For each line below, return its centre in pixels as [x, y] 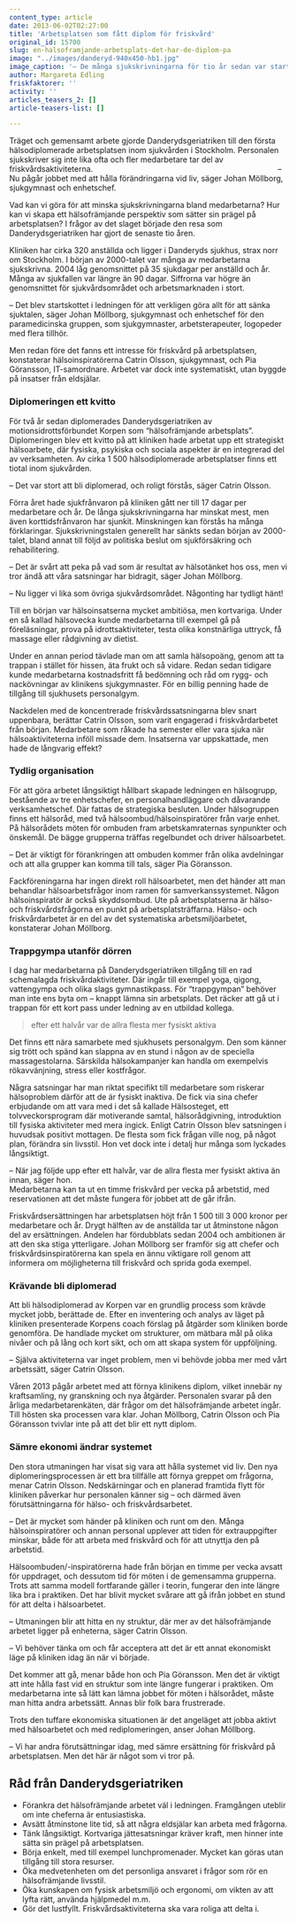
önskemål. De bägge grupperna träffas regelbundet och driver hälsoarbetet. [148, 837]
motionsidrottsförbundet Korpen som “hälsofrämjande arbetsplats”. [131, 430]
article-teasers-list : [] [57, 108]
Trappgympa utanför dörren [71, 951]
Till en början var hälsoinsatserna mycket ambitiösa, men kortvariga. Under [146, 610]
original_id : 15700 [45, 42]
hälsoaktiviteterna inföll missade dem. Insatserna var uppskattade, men [139, 738]
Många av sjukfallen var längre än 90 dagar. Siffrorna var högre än [130, 279]
